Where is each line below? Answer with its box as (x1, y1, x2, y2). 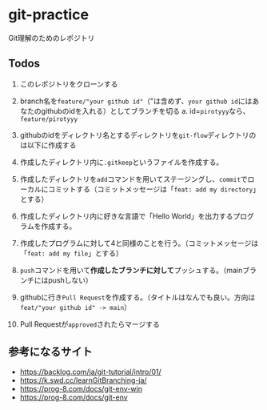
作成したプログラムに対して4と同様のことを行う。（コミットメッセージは (19, 238, 258, 247)
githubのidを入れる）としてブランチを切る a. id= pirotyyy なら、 (41, 106, 250, 115)
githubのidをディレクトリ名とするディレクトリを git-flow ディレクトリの (19, 130, 257, 139)
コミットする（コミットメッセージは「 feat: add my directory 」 (47, 184, 261, 194)
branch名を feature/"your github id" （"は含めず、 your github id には (19, 96, 253, 106)
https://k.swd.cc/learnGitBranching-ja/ (19, 375, 147, 385)
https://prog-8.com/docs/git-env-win (19, 384, 142, 393)
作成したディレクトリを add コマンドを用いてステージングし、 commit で (19, 174, 248, 183)
